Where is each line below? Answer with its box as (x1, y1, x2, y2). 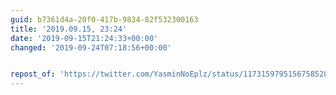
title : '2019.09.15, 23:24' (10, 24, 128, 34)
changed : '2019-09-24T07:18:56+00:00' (10, 42, 172, 53)
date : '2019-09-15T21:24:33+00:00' (10, 33, 159, 43)
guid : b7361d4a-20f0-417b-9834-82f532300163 (10, 14, 199, 25)
